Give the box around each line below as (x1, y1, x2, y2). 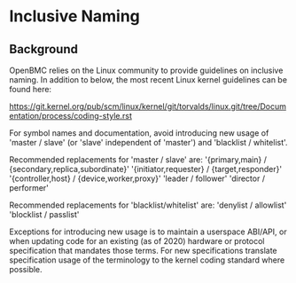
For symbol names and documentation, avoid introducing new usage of (9, 128, 269, 138)
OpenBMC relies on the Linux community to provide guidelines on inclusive (9, 65, 284, 75)
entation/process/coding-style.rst (9, 111, 133, 121)
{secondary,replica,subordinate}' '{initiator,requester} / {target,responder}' (9, 164, 282, 174)
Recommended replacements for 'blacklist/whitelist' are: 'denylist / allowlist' (9, 200, 287, 210)
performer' (9, 183, 49, 193)
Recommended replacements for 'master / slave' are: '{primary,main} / (9, 154, 268, 165)
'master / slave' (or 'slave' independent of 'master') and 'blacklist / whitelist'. (9, 138, 288, 147)
